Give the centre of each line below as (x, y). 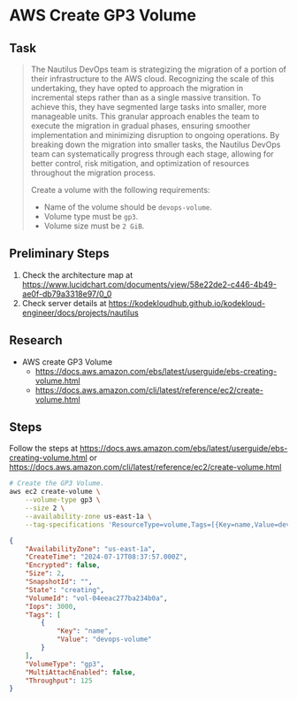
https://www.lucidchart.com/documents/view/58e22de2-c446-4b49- (149, 284)
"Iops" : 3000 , (51, 606)
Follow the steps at (43, 449)
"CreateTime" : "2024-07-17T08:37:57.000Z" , (107, 557)
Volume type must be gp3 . (91, 216)
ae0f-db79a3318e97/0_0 (67, 294)
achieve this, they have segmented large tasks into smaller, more (148, 107)
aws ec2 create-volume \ (55, 492)
